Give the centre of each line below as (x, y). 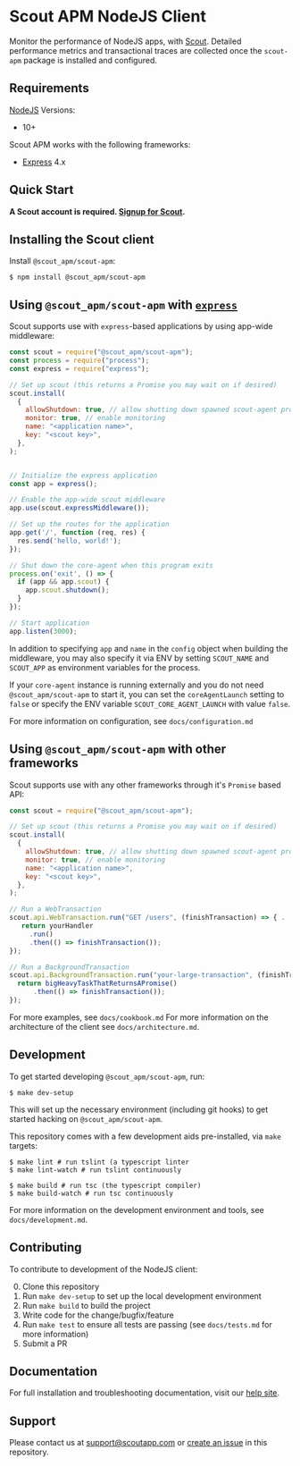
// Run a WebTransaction (55, 909)
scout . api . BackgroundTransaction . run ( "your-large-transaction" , (131, 975)
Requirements (49, 88)
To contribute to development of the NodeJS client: (104, 1269)
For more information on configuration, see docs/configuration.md (131, 720)
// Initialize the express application (83, 476)
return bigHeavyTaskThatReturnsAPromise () (97, 984)
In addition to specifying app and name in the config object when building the (149, 648)
